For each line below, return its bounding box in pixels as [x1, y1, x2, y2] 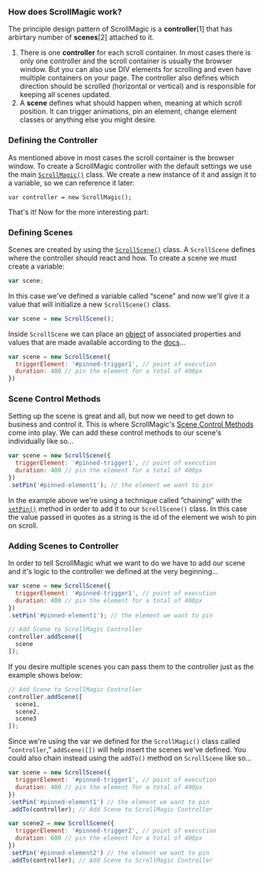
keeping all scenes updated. [19, 90, 112, 100]
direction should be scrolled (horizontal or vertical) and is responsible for [19, 81, 257, 91]
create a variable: [8, 261, 65, 271]
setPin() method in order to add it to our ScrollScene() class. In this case [8, 504, 247, 513]
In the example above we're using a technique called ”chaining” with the [8, 495, 243, 505]
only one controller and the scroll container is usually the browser [19, 56, 232, 66]
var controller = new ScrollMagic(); [8, 193, 132, 201]
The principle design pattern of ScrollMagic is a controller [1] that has [8, 24, 232, 34]
